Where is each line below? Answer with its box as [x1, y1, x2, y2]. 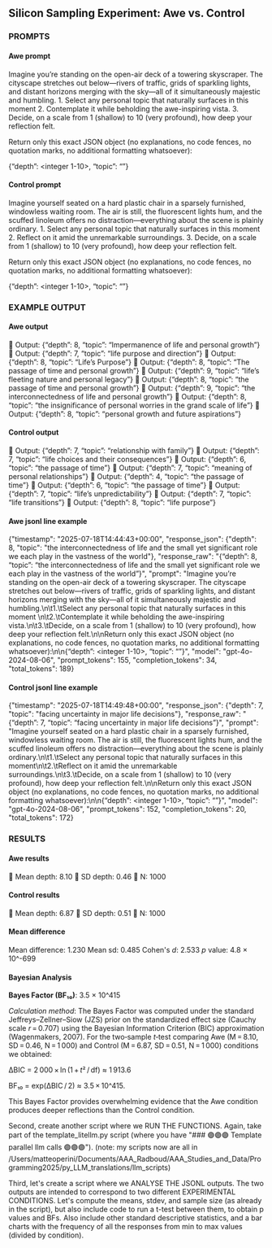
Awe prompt [8, 50, 51, 60]
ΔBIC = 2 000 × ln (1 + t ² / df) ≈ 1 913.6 [8, 1065, 132, 1075]
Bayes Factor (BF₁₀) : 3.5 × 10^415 [8, 990, 121, 1000]
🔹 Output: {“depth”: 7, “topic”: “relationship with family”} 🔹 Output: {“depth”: [8, 446, 260, 456]
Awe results [8, 853, 50, 863]
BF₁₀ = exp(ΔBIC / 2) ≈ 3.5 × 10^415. [8, 1081, 126, 1091]
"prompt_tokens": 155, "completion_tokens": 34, [56, 655, 218, 665]
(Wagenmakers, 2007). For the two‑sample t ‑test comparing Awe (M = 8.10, [8, 1032, 258, 1042]
